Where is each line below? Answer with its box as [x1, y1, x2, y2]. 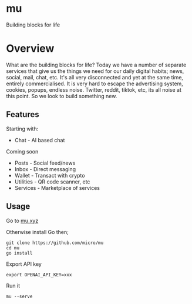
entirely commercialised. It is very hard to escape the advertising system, [6, 80, 183, 87]
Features [6, 109, 39, 119]
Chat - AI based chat [14, 136, 65, 143]
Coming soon [6, 148, 39, 155]
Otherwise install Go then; [6, 228, 69, 235]
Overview [6, 42, 55, 55]
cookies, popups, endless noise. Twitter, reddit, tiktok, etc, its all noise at [6, 86, 182, 93]
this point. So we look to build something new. [6, 92, 117, 99]
